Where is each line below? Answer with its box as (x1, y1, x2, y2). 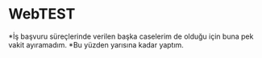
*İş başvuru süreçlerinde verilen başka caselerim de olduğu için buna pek (8, 31, 254, 41)
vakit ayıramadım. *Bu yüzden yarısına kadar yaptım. (8, 39, 184, 49)
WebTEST (8, 5, 76, 23)
